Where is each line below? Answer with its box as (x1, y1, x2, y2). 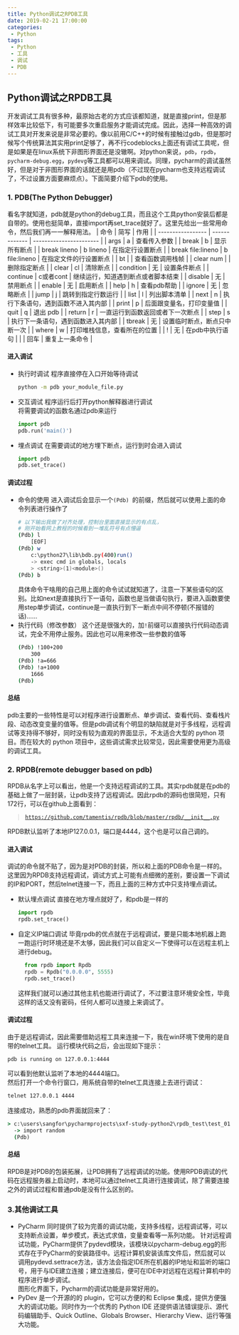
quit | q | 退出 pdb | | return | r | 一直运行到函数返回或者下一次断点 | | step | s (7, 307, 230, 316)
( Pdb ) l (17, 532, 41, 539)
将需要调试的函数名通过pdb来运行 (17, 406, 117, 414)
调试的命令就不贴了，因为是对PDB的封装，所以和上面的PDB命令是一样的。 (7, 862, 226, 871)
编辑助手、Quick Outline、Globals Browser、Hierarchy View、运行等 (23, 1311, 225, 1319)
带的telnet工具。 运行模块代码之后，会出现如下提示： (7, 1041, 163, 1050)
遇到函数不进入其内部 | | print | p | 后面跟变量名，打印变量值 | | (44, 299, 228, 307)
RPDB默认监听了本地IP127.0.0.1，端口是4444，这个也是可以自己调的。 (7, 827, 213, 836)
